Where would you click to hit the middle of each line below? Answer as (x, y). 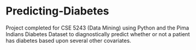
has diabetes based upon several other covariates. (68, 40)
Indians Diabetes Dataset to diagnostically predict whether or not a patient (98, 34)
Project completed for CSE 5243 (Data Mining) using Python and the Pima (97, 28)
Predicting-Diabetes (58, 11)
